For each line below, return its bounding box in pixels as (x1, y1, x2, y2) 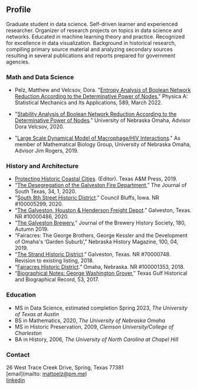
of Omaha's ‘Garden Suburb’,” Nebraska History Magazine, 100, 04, (14, 238, 179, 245)
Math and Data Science (6, 73, 74, 81)
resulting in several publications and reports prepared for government (6, 52, 176, 59)
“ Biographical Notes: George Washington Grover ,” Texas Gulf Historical (14, 269, 188, 277)
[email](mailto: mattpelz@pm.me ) (6, 370, 87, 377)
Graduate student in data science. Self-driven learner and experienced (6, 20, 178, 27)
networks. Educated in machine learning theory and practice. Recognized (6, 33, 185, 40)
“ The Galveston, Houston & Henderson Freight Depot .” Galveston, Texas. (14, 207, 192, 214)
